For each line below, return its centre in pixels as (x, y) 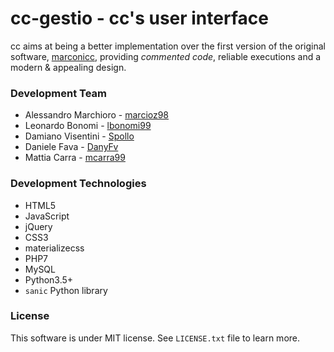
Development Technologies (78, 184)
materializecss (54, 248)
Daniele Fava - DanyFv (71, 147)
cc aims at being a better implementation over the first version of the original (168, 46)
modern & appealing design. (68, 67)
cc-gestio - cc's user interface (139, 18)
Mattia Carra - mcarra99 (75, 158)
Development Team (58, 93)
